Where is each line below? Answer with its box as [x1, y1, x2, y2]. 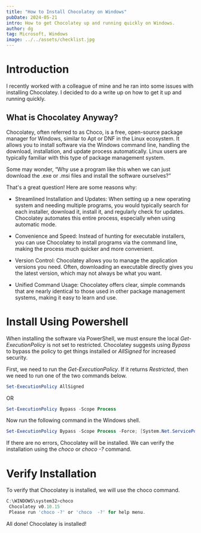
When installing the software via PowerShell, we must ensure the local [6, 334, 179, 342]
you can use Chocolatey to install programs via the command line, [14, 238, 178, 246]
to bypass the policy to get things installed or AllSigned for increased [6, 348, 176, 355]
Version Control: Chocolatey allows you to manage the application [14, 256, 178, 264]
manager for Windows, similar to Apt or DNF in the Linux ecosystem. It [6, 134, 180, 142]
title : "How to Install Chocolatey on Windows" [6, 8, 127, 15]
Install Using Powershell [6, 315, 129, 328]
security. [6, 354, 28, 361]
